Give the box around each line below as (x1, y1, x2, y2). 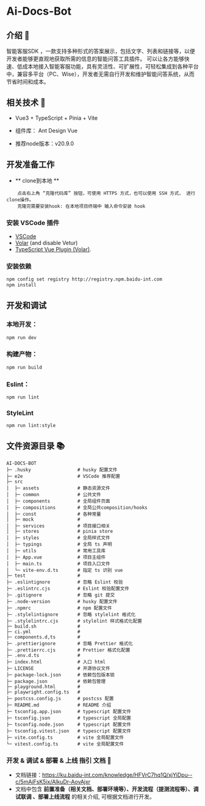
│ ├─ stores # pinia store (6, 528, 113, 534)
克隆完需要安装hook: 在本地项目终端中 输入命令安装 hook (17, 203, 146, 209)
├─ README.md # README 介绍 (6, 702, 112, 708)
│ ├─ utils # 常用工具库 (6, 548, 106, 554)
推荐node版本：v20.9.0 (15, 139, 74, 147)
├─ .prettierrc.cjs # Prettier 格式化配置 (6, 647, 131, 653)
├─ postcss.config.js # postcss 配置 (6, 695, 114, 702)
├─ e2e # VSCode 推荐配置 (6, 473, 121, 479)
